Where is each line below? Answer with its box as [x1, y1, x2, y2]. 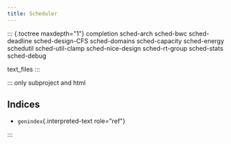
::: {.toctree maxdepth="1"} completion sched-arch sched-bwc [7, 29, 187, 38]
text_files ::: [7, 65, 40, 73]
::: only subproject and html [7, 78, 86, 87]
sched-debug [7, 51, 47, 60]
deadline [7, 36, 33, 45]
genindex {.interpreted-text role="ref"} [17, 117, 126, 125]
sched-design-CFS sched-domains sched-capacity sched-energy [33, 36, 225, 45]
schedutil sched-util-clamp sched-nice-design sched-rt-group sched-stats [7, 44, 223, 52]
